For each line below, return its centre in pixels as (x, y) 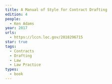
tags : (11, 46)
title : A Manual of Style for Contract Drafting (56, 10)
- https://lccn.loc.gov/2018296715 (46, 38)
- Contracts (22, 51)
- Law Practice (25, 65)
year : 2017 (16, 28)
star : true (16, 42)
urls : (11, 33)
